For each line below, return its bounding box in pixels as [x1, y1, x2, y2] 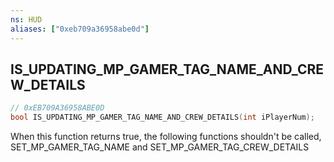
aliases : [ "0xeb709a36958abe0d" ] [10, 24, 150, 34]
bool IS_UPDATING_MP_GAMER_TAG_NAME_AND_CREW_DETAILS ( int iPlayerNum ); [10, 112, 315, 123]
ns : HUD [10, 14, 43, 25]
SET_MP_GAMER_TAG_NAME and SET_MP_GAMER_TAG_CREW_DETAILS [10, 141, 310, 153]
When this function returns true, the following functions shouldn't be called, [10, 131, 322, 143]
